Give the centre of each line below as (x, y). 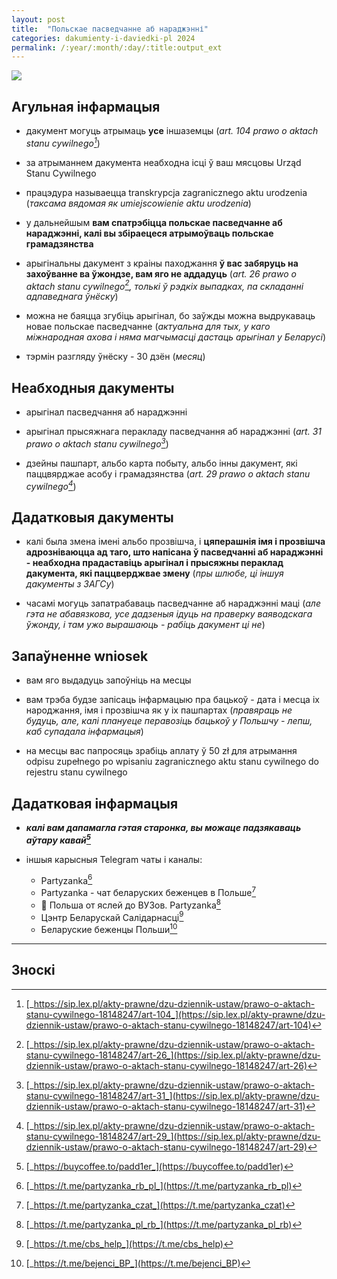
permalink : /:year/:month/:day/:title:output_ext (117, 47)
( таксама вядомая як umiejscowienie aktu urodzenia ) (138, 203)
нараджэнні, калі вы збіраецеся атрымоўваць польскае (149, 233)
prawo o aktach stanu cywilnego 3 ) (97, 443)
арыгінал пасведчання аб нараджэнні (106, 412)
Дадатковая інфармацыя (95, 803)
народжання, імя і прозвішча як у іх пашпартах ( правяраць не (159, 710)
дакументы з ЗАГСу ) (70, 584)
